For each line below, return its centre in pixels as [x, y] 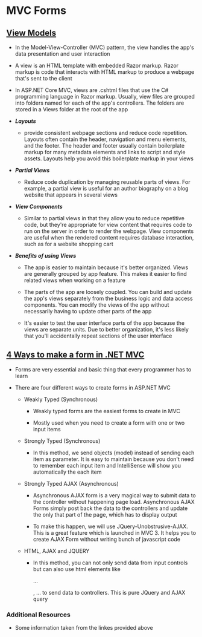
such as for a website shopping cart [68, 244]
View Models [31, 33]
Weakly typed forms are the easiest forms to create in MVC [107, 411]
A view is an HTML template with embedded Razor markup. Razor [97, 65]
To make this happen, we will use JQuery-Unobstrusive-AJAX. [110, 526]
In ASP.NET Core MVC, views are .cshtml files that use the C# [92, 90]
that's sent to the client [43, 78]
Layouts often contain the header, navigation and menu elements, [105, 139]
